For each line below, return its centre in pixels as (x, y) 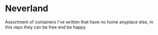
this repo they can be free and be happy (45, 27)
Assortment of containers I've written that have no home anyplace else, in (79, 22)
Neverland (27, 9)
